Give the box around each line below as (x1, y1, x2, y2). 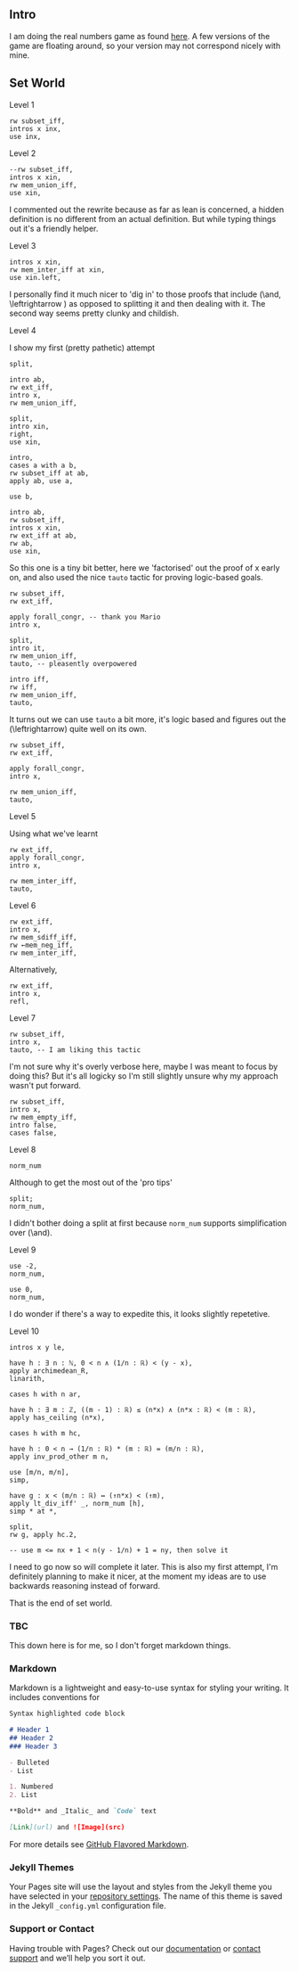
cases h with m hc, (9, 1428, 82, 1438)
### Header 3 (9, 1742, 58, 1751)
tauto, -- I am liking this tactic (9, 1045, 141, 1055)
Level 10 (9, 1326, 40, 1336)
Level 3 (9, 240, 36, 251)
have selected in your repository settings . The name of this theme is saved (9, 1891, 283, 1902)
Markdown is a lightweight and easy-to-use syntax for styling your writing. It (9, 1682, 289, 1693)
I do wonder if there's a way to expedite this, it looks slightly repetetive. (9, 1308, 270, 1319)
